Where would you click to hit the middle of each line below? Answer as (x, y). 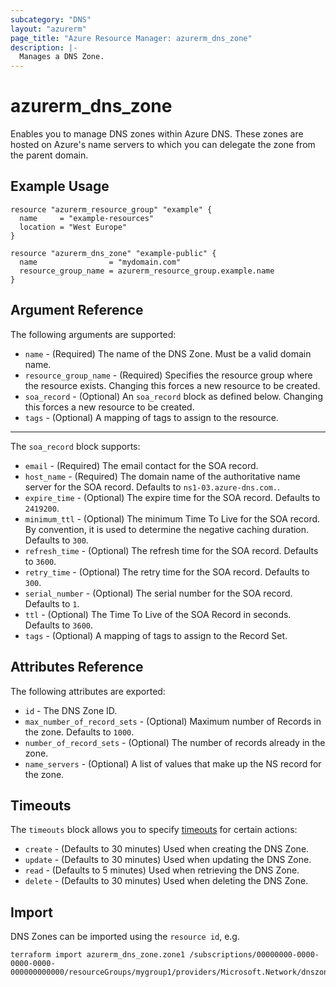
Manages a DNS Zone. (62, 57)
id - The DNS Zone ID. (71, 710)
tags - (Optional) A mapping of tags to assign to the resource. (151, 417)
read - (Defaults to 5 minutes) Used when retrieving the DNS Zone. (162, 870)
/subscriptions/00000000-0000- (254, 955)
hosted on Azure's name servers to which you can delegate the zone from (163, 145)
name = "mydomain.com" (100, 262)
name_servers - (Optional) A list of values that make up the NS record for (173, 763)
